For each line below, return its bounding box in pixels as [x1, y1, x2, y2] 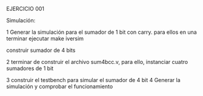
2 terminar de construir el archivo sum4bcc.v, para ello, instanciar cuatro [6, 59, 188, 65]
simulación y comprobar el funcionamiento [6, 83, 113, 90]
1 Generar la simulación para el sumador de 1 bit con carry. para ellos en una [6, 28, 197, 36]
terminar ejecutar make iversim [6, 35, 84, 42]
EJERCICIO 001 [6, 5, 44, 12]
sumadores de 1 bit [6, 65, 54, 72]
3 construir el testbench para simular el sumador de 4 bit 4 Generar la [6, 77, 181, 83]
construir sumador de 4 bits [6, 46, 76, 54]
